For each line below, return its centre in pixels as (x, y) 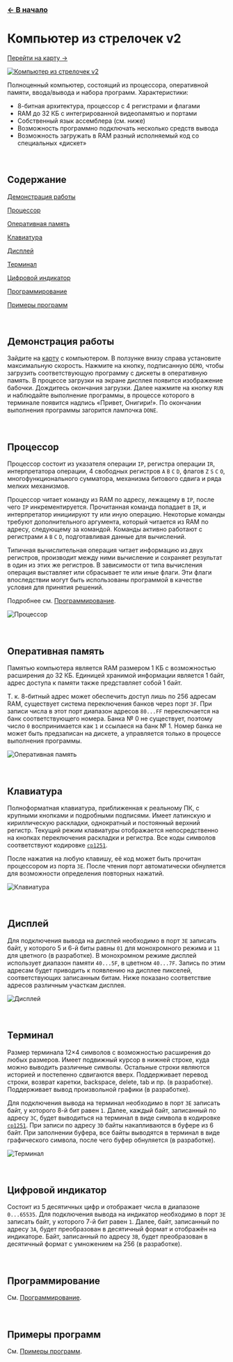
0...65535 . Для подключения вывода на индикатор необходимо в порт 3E (116, 1214)
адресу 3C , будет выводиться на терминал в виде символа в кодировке (114, 1118)
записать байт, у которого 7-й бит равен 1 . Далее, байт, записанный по (113, 1222)
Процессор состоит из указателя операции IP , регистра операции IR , (111, 464)
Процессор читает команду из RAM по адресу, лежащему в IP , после (111, 500)
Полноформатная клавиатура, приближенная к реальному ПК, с (103, 808)
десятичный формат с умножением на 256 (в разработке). (95, 1244)
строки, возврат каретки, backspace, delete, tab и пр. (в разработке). (110, 1082)
